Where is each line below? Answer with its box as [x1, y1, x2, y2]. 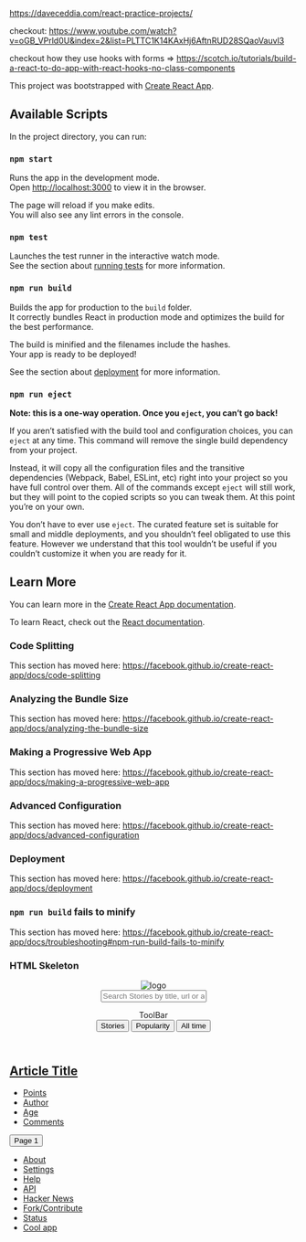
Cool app [22, 1222, 58, 1233]
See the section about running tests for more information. [9, 260, 226, 271]
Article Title [9, 1063, 79, 1078]
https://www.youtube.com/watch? [48, 26, 177, 36]
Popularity [135, 1021, 171, 1031]
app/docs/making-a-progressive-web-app [9, 776, 170, 787]
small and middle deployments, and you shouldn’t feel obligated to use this [9, 529, 290, 539]
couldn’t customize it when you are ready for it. [9, 548, 187, 558]
